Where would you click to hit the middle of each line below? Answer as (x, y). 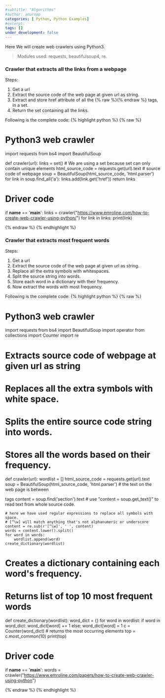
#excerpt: (15, 23)
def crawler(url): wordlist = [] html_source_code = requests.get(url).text (78, 479)
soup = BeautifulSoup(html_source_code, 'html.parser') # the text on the (78, 484)
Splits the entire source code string (79, 421)
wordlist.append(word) (37, 539)
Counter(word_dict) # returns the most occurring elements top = (70, 631)
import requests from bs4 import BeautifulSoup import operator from (75, 330)
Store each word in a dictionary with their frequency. (66, 282)
